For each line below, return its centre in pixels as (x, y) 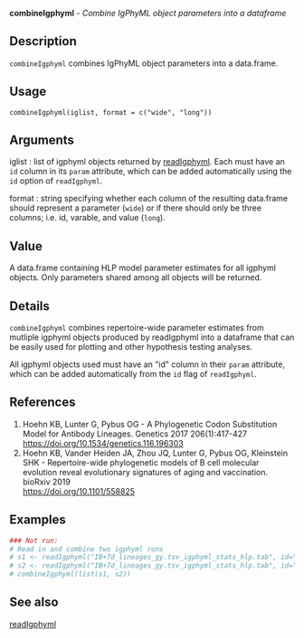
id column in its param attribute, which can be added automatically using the (151, 172)
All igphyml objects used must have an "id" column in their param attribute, (147, 364)
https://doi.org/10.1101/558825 (79, 491)
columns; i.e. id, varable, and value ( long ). (87, 218)
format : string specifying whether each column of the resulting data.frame (149, 199)
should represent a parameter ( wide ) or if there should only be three (136, 208)
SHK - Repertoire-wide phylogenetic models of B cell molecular (141, 462)
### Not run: (34, 540)
